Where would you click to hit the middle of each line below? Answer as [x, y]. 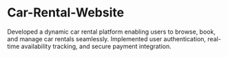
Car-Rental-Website [66, 13]
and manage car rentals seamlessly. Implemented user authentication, [107, 38]
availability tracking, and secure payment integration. [96, 46]
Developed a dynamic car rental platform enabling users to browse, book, [111, 32]
